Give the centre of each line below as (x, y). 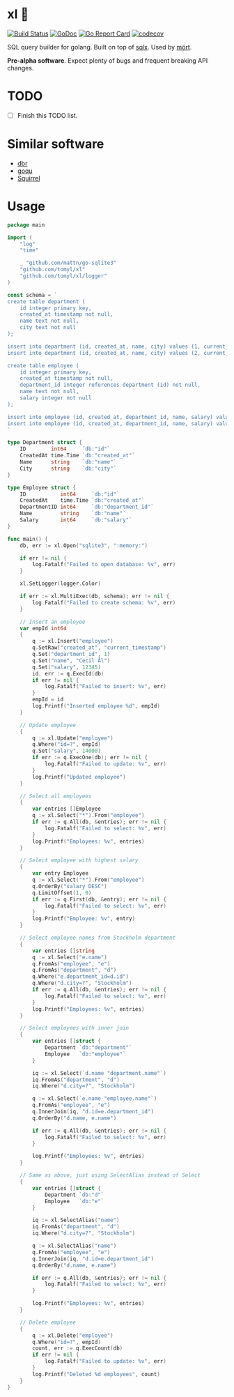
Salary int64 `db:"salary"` (76, 520)
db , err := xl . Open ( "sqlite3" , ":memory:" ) (84, 545)
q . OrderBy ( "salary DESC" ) (70, 886)
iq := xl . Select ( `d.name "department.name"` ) (100, 1073)
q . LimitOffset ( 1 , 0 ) (62, 893)
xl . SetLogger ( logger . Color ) (60, 584)
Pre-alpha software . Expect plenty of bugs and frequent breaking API (108, 60)
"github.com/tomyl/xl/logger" (64, 276)
